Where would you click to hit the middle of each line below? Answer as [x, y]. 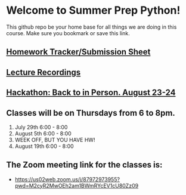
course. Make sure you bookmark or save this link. [68, 33]
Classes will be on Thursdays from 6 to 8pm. [91, 113]
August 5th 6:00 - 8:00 [43, 133]
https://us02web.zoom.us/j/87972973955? [67, 179]
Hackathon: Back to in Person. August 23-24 [91, 93]
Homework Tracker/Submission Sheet [78, 52]
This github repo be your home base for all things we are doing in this [92, 27]
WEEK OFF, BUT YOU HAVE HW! [55, 140]
